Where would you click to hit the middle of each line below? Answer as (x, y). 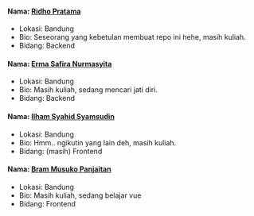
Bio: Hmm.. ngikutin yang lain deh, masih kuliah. (98, 142)
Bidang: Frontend (47, 203)
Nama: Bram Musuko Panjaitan (60, 169)
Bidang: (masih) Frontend (61, 151)
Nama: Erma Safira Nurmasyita (60, 64)
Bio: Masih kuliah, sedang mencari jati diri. (88, 90)
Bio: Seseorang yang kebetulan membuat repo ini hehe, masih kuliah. (132, 37)
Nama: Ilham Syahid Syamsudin (61, 116)
